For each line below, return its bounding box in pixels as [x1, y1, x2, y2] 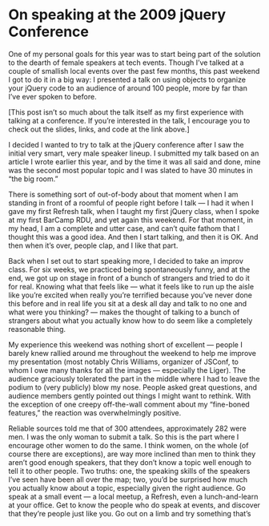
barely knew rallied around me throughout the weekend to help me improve [8, 348, 257, 358]
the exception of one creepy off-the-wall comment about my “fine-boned [8, 399, 250, 409]
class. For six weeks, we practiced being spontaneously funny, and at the [8, 265, 251, 274]
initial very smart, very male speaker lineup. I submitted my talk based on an [8, 148, 259, 158]
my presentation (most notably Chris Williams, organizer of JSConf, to [8, 357, 239, 366]
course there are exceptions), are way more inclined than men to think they [8, 449, 256, 459]
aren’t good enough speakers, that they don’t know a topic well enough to [8, 457, 252, 467]
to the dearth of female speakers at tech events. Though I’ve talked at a [8, 58, 244, 67]
